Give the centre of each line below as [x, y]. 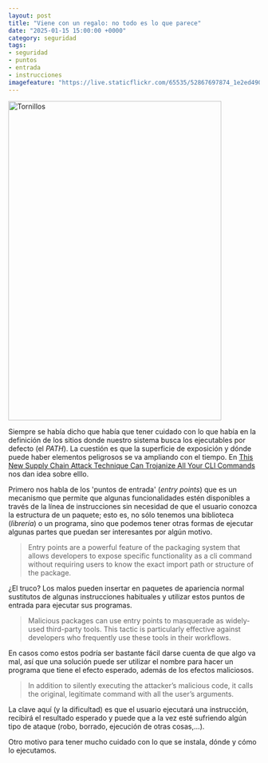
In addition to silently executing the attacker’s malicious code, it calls [140, 685]
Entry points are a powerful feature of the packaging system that [134, 547]
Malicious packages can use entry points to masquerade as [126, 620]
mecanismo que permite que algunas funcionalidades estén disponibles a [129, 498]
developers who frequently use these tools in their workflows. [129, 637]
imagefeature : [32, 82]
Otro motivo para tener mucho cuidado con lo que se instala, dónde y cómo [132, 741]
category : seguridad [43, 38]
